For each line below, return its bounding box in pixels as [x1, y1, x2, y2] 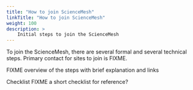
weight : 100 [6, 20, 37, 26]
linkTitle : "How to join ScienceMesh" [6, 15, 105, 21]
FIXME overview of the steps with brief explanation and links [6, 66, 159, 74]
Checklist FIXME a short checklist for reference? [6, 78, 129, 86]
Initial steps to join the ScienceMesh [17, 32, 119, 38]
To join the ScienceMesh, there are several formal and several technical [6, 48, 187, 55]
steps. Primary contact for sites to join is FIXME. [6, 55, 127, 62]
